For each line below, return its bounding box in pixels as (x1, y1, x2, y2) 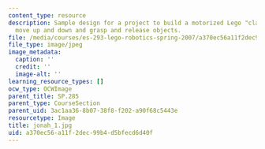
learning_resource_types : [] (8, 77, 104, 85)
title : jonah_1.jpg (8, 121, 73, 129)
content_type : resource (8, 11, 87, 20)
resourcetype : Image (8, 114, 77, 122)
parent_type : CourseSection (8, 99, 101, 107)
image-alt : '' (15, 70, 62, 78)
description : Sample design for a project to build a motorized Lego (8, 19, 242, 27)
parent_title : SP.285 (8, 92, 80, 100)
